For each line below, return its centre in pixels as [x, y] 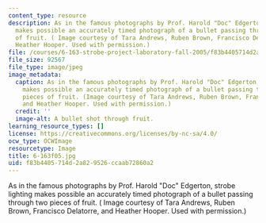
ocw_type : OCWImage [40, 141]
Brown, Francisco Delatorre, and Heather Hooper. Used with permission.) [127, 211]
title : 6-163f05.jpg [42, 156]
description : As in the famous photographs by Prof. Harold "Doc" [120, 23]
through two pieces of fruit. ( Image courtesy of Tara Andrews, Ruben [122, 202]
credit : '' [33, 112]
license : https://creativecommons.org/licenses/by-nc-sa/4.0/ [113, 133]
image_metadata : [35, 75]
